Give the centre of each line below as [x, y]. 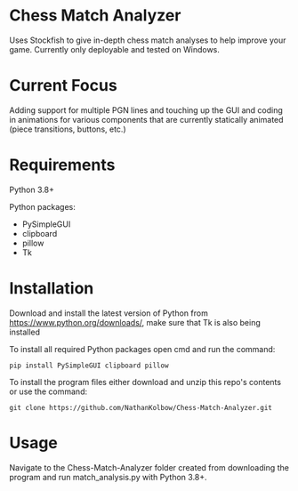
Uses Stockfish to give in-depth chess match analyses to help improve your [148, 40]
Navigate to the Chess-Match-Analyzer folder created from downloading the [149, 467]
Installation [52, 288]
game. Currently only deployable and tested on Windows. [115, 49]
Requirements [62, 165]
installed [25, 332]
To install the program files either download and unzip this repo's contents [145, 382]
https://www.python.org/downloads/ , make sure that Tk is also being [135, 322]
